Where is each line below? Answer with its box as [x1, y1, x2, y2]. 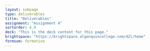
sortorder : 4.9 [5, 25, 36, 30]
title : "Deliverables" [5, 16, 51, 21]
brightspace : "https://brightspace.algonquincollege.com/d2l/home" [5, 34, 146, 39]
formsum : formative [5, 39, 45, 44]
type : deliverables [5, 12, 45, 17]
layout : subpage [5, 7, 38, 12]
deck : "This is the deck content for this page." [5, 30, 109, 34]
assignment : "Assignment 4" [5, 20, 63, 26]
